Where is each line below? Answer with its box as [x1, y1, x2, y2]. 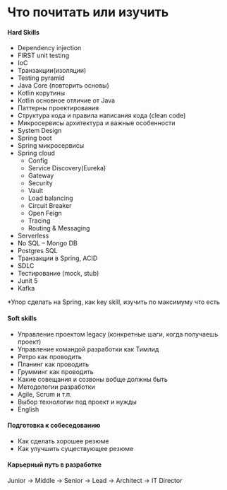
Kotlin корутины [17, 89, 66, 98]
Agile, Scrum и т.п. [17, 390, 72, 398]
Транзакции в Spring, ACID [17, 254, 98, 262]
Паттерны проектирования [17, 104, 99, 112]
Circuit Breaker [27, 202, 72, 210]
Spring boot [17, 134, 52, 142]
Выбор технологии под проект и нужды [17, 397, 137, 406]
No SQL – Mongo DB [17, 239, 78, 247]
